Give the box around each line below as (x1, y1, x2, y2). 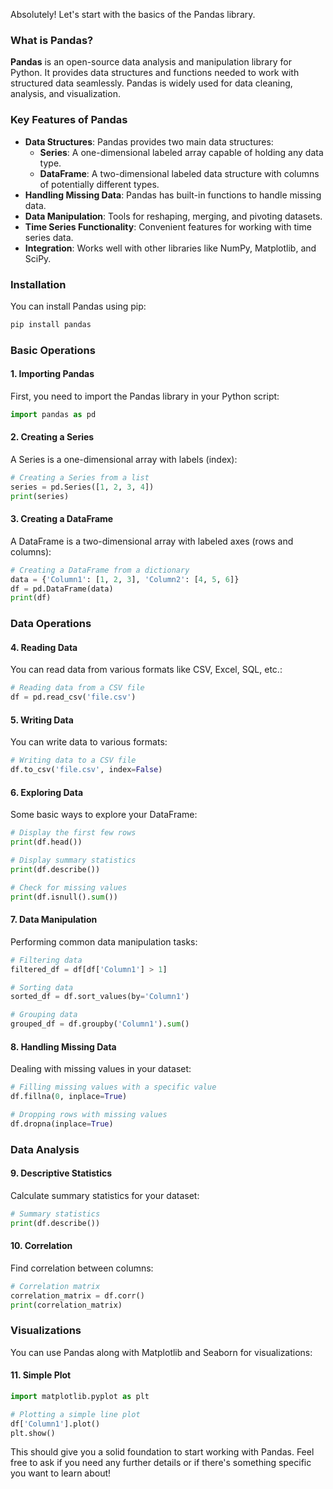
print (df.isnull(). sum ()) (10, 892, 118, 902)
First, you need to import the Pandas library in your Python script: (10, 390, 280, 402)
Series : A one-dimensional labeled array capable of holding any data (39, 146, 324, 158)
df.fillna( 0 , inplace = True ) (10, 1092, 128, 1102)
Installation (10, 277, 67, 291)
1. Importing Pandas (10, 368, 95, 380)
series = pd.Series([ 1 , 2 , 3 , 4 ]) (10, 482, 155, 492)
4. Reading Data (10, 641, 78, 653)
